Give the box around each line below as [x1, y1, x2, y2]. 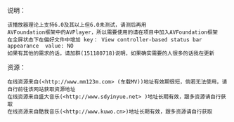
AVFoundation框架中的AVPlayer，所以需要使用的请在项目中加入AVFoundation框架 [7, 29, 218, 36]
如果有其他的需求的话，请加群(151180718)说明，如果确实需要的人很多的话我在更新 [7, 50, 215, 57]
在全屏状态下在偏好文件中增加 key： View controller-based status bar [7, 36, 202, 43]
